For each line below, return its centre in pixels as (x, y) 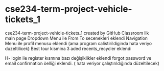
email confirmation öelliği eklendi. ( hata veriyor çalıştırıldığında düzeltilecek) (82, 63)
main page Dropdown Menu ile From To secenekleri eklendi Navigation (76, 38)
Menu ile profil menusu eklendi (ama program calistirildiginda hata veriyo (79, 43)
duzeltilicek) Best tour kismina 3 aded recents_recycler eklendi (68, 48)
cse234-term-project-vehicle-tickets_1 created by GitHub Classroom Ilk (77, 33)
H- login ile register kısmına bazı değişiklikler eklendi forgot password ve (78, 58)
